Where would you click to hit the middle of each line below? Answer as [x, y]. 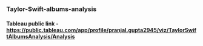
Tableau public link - [32, 24]
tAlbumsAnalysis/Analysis [41, 36]
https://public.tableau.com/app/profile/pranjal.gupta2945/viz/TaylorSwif [101, 30]
